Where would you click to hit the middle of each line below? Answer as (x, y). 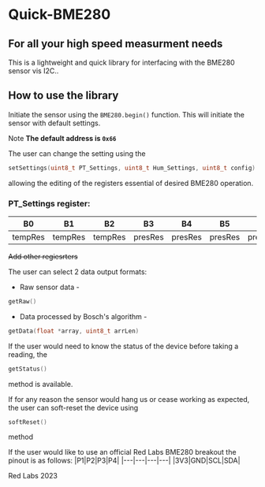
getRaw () (22, 301)
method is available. (41, 384)
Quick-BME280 (60, 15)
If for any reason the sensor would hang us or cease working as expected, (129, 399)
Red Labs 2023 (33, 476)
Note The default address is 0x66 (62, 138)
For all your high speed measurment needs (116, 44)
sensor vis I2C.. (34, 71)
